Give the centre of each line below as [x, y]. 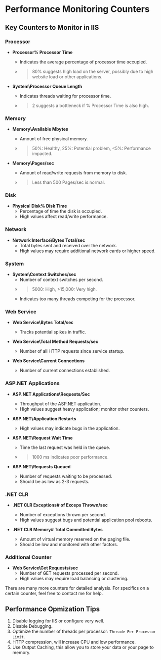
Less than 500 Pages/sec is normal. [68, 182]
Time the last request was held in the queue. [65, 447]
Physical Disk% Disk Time [40, 206]
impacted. [42, 154]
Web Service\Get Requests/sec [45, 568]
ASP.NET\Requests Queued [41, 466]
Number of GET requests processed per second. [69, 573]
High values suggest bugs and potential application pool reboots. [86, 520]
